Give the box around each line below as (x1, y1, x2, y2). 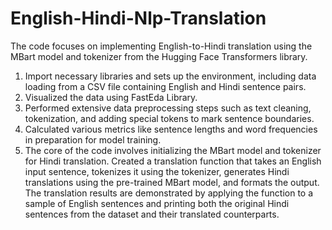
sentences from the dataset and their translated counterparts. (24, 208, 280, 220)
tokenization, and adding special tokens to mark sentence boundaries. (24, 112, 315, 124)
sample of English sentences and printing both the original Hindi (24, 197, 290, 209)
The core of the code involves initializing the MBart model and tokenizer (24, 144, 322, 156)
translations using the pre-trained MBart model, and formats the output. (24, 176, 320, 188)
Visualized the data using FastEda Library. (24, 91, 198, 103)
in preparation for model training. (24, 133, 162, 146)
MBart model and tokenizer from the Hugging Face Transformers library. (10, 50, 308, 62)
